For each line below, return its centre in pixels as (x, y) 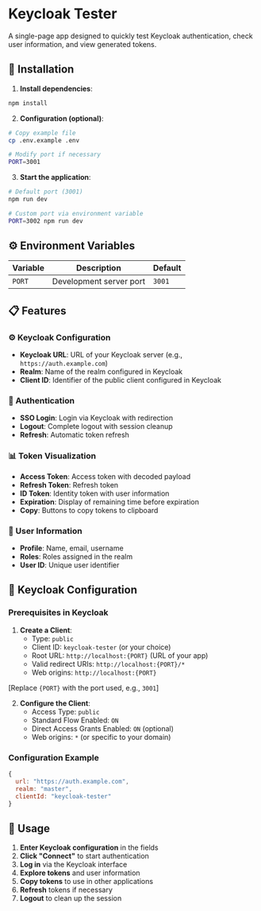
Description (98, 268)
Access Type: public (65, 711)
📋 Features (37, 311)
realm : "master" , (44, 788)
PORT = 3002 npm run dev (46, 221)
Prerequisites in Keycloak (58, 613)
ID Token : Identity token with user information (94, 493)
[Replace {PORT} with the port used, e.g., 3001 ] (84, 687)
